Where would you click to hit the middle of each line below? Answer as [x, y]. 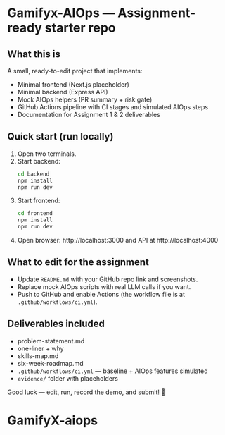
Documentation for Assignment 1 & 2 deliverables [89, 115]
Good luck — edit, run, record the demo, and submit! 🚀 [86, 392]
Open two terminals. [47, 154]
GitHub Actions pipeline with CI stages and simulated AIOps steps [113, 107]
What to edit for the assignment [78, 262]
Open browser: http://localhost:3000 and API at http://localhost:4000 [118, 240]
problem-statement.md [51, 341]
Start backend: [39, 161]
